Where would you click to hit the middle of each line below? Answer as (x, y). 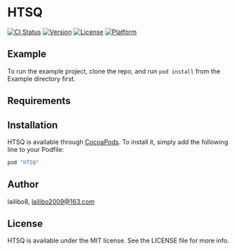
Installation (33, 125)
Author (23, 185)
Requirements (39, 101)
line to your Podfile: (36, 149)
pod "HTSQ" (23, 162)
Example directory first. (41, 78)
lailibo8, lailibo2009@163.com (51, 202)
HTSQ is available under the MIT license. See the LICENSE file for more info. (118, 240)
